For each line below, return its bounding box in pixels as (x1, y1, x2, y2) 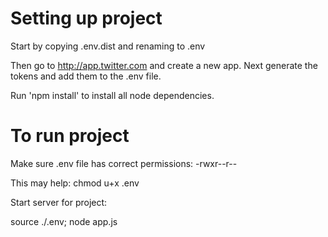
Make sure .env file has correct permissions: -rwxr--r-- (10, 157, 238, 169)
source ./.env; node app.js (10, 215, 118, 227)
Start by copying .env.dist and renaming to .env (10, 40, 206, 52)
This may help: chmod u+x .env (10, 177, 140, 189)
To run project (10, 125, 130, 147)
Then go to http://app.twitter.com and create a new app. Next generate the (10, 59, 318, 71)
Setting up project (10, 7, 163, 30)
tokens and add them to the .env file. (10, 70, 162, 82)
